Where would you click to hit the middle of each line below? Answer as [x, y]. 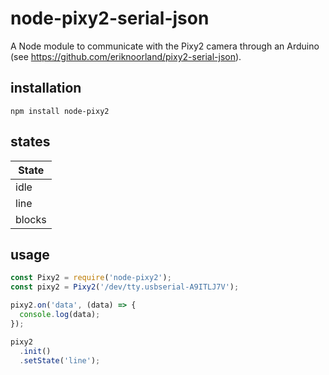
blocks [31, 219]
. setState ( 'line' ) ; [60, 360]
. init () [35, 351]
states [30, 142]
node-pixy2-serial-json [110, 18]
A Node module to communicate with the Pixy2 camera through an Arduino [165, 46]
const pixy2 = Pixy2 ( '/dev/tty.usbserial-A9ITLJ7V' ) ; [125, 287]
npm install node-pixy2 [60, 111]
